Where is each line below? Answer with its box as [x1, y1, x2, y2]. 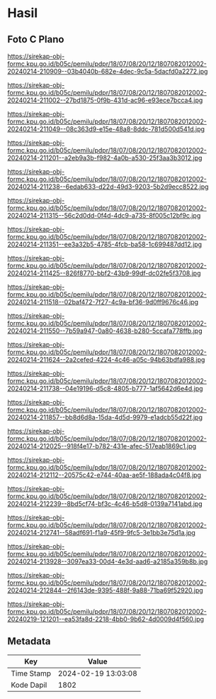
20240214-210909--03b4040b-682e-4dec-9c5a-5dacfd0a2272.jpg [7, 67, 208, 75]
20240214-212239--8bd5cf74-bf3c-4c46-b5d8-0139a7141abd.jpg [7, 500, 203, 508]
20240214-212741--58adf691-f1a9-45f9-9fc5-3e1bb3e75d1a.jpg [7, 529, 196, 536]
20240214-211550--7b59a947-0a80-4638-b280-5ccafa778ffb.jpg [7, 326, 203, 335]
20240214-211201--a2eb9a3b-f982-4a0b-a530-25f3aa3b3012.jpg [7, 154, 203, 162]
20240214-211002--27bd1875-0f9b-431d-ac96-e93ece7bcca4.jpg [7, 96, 203, 104]
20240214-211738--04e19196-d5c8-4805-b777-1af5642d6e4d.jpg [7, 385, 203, 392]
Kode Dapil [11, 680, 47, 690]
